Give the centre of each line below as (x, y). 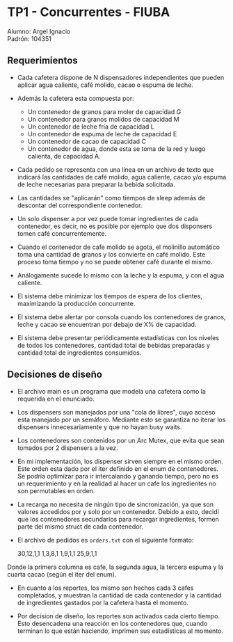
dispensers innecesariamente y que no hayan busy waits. (99, 427)
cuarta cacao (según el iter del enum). (62, 574)
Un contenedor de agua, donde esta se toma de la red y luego (116, 149)
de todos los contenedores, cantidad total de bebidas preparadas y (114, 345)
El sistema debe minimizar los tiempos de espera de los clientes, (110, 296)
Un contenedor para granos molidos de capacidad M (103, 119)
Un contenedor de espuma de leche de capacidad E (102, 134)
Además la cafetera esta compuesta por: (75, 98)
